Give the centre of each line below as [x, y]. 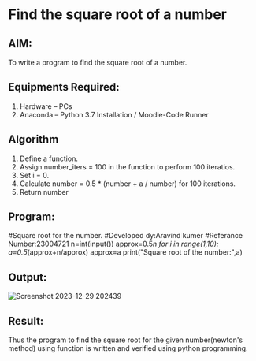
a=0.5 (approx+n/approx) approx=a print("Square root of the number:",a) [125, 252]
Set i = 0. [34, 175]
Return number [44, 192]
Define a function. [49, 158]
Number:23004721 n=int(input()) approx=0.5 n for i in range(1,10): [113, 244]
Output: [28, 277]
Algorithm [33, 140]
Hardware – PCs [46, 106]
